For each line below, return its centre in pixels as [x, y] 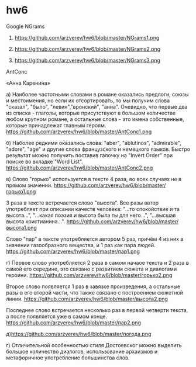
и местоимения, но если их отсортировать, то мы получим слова [88, 101]
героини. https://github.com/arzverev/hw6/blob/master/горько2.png [89, 275]
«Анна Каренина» [28, 83]
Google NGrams [25, 26]
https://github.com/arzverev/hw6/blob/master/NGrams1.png [87, 37]
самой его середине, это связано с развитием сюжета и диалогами [92, 269]
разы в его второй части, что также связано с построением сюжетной [94, 292]
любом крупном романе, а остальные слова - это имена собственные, [95, 119]
